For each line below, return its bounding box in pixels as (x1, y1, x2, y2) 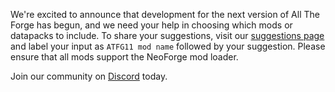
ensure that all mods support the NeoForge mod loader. (10, 51, 239, 63)
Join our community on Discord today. (10, 70, 168, 82)
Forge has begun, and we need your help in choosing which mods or (10, 19, 293, 31)
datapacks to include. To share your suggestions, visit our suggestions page (10, 30, 325, 41)
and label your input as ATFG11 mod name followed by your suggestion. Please (10, 40, 326, 52)
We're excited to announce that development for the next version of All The (10, 9, 320, 20)
